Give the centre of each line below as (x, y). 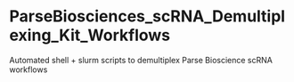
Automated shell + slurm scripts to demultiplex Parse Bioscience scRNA (141, 60)
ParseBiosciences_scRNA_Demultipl (147, 16)
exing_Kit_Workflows (90, 35)
